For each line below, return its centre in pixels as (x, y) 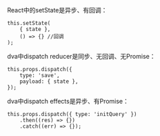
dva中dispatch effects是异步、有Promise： (68, 101)
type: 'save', (40, 75)
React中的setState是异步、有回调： (57, 10)
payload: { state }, (49, 81)
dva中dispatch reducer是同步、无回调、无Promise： (81, 56)
